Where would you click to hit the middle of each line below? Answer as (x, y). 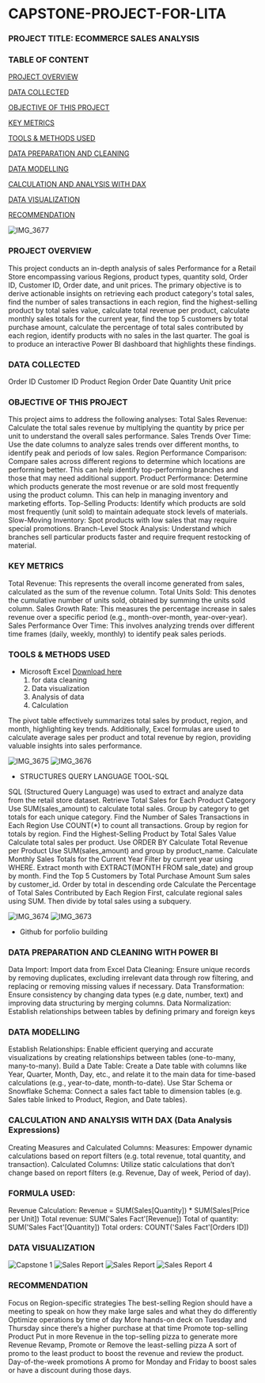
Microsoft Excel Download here (71, 671)
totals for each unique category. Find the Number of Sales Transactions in (129, 817)
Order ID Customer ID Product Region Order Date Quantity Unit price (120, 382)
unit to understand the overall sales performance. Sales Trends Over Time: (130, 436)
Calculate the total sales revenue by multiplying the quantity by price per (127, 427)
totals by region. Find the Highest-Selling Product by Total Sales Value (122, 834)
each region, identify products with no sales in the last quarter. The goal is (129, 335)
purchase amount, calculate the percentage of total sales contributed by (126, 327)
